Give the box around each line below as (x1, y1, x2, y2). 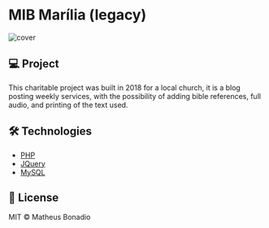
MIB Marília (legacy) (8, 6, 147, 24)
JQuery (20, 158, 46, 168)
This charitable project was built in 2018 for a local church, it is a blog (8, 83, 241, 92)
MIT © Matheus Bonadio (8, 213, 91, 222)
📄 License (8, 191, 59, 204)
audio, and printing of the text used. (8, 100, 128, 110)
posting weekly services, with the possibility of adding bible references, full (8, 91, 262, 101)
